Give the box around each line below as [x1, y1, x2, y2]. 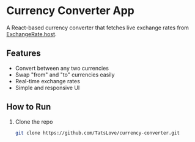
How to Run [6, 102, 51, 112]
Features [6, 48, 41, 59]
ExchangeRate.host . [6, 30, 57, 37]
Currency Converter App [6, 4, 134, 18]
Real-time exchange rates [15, 77, 81, 84]
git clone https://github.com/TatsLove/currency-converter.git [15, 130, 180, 136]
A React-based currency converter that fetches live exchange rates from [6, 24, 189, 31]
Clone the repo [15, 118, 53, 125]
